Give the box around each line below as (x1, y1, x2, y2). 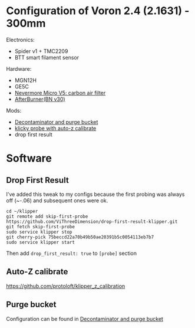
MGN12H (14, 77, 37, 84)
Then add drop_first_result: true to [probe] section (6, 250, 137, 257)
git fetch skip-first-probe (6, 224, 75, 229)
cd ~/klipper (6, 208, 38, 214)
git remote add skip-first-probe (6, 214, 88, 219)
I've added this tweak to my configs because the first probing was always (6, 191, 185, 198)
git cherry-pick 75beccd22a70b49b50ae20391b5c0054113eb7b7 (6, 234, 154, 240)
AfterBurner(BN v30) (14, 96, 66, 103)
